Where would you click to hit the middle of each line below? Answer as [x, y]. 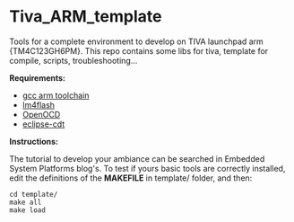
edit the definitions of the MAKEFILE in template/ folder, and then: [131, 178]
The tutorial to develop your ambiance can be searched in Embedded [137, 158]
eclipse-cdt [43, 124]
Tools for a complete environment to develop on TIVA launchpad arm [137, 41]
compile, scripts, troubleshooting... [73, 60]
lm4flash [39, 104]
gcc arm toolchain [56, 95]
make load [28, 210]
